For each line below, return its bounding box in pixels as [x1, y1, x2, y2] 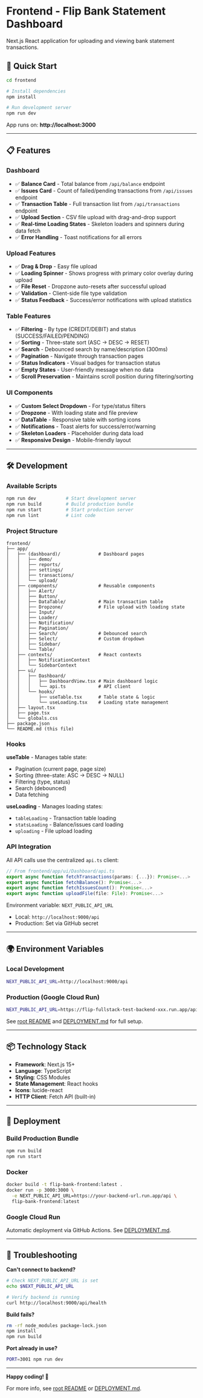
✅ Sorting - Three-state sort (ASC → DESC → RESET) [14, 339, 150, 346]
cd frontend [6, 77, 36, 83]
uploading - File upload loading [14, 828, 92, 835]
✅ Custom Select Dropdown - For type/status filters [14, 402, 146, 409]
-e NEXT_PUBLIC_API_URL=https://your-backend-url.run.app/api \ [11, 1193, 177, 1199]
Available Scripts [6, 482, 57, 490]
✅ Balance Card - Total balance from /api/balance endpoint [14, 180, 165, 187]
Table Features [6, 312, 51, 320]
